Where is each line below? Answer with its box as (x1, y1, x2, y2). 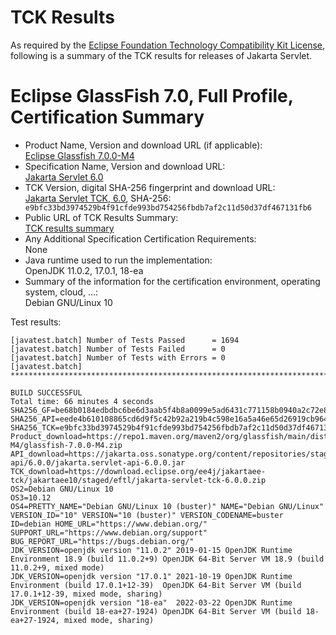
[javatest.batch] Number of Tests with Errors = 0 (10, 352, 226, 363)
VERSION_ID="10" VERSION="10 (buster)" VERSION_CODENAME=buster (10, 510, 284, 520)
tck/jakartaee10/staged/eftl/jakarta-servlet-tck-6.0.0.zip (10, 475, 267, 485)
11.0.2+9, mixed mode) (10, 562, 105, 573)
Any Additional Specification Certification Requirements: (24, 232, 257, 245)
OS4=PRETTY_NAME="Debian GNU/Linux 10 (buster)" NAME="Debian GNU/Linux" (10, 501, 325, 511)
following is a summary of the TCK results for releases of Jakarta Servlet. (10, 49, 313, 61)
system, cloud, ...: (24, 286, 99, 298)
